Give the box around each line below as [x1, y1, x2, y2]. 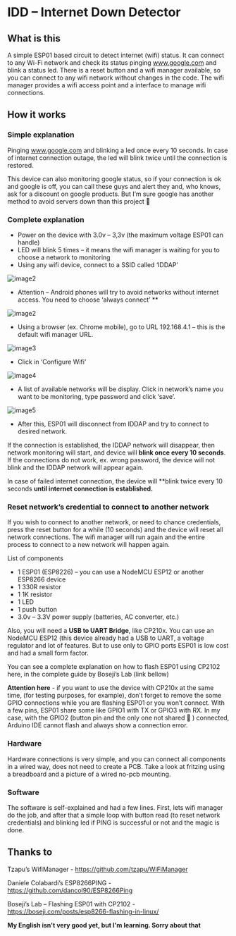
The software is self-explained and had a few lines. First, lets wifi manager [7, 803, 223, 811]
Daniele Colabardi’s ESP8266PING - [7, 878, 111, 887]
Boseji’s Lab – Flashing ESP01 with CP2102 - [7, 899, 135, 908]
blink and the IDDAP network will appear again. [7, 463, 144, 472]
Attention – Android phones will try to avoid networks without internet [17, 288, 219, 296]
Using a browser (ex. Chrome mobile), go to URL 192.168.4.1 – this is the [17, 322, 225, 331]
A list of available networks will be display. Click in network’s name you [17, 385, 224, 393]
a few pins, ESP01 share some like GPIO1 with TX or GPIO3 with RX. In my [7, 706, 221, 715]
